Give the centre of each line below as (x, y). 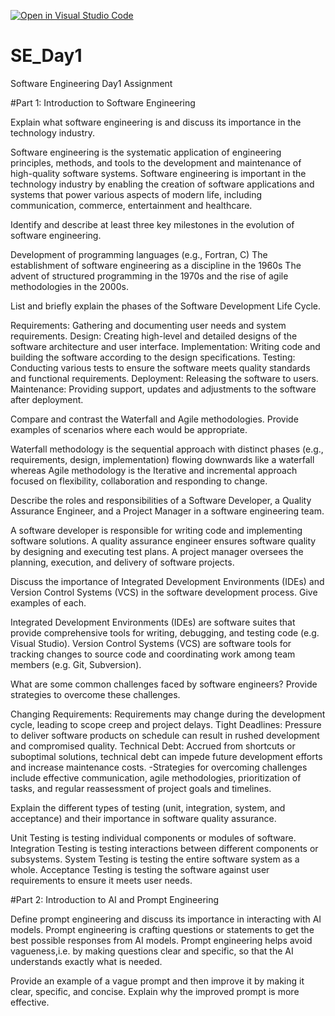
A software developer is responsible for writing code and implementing (156, 530)
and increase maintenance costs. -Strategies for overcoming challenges (159, 767)
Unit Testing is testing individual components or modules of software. (153, 837)
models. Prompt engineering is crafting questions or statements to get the (162, 929)
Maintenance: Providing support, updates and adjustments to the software (163, 389)
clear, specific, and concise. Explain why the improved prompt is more (155, 991)
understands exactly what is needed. (86, 961)
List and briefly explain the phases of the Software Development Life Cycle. (165, 306)
